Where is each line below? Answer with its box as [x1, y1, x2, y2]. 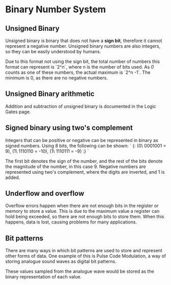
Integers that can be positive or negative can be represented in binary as [5, 137, 158, 143]
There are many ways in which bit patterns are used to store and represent [5, 248, 162, 254]
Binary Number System [5, 4, 106, 15]
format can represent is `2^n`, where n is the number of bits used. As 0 [5, 64, 154, 70]
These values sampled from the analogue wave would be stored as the [5, 268, 154, 275]
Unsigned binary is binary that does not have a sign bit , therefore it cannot [5, 37, 162, 44]
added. [5, 174, 20, 180]
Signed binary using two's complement [5, 124, 133, 132]
